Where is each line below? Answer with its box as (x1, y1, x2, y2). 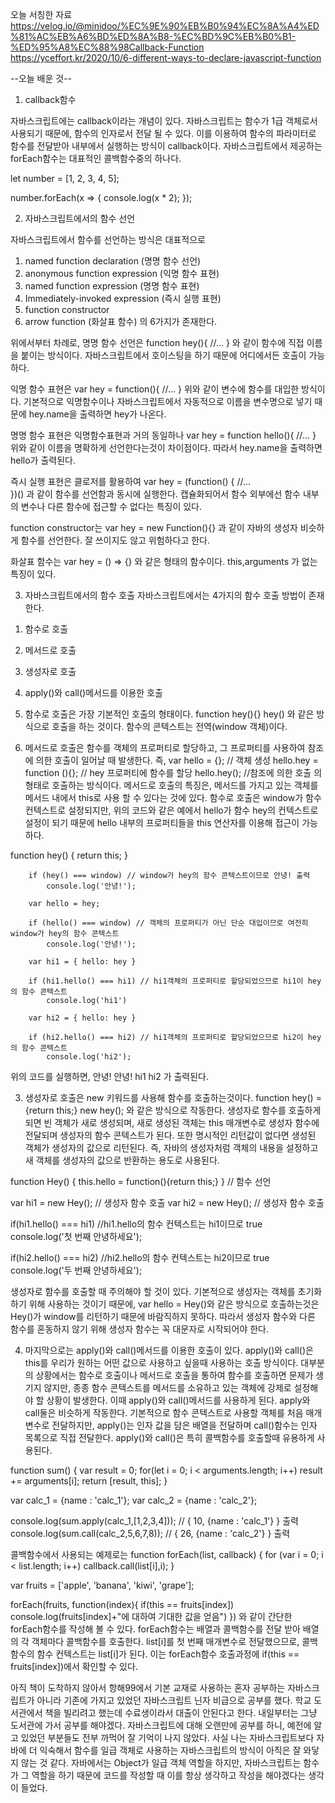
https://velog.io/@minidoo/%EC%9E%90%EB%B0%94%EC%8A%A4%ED (10, 20, 320, 32)
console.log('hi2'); (46, 1052, 132, 1062)
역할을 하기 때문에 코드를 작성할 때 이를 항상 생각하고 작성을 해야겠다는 (31, 1769, 307, 1781)
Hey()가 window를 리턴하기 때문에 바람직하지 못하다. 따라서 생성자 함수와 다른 (10, 1311, 316, 1322)
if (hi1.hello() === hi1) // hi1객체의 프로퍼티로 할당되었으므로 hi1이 (28, 976, 304, 986)
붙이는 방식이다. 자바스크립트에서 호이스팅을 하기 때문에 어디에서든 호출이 (20, 349, 307, 361)
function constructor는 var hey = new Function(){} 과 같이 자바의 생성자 (10, 522, 298, 533)
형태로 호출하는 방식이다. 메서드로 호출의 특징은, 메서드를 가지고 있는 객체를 (24, 779, 319, 791)
